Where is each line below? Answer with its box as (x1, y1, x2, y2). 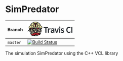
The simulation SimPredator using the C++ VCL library (5, 50, 118, 56)
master (7, 40, 21, 45)
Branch (7, 27, 23, 33)
